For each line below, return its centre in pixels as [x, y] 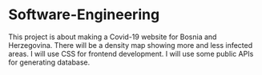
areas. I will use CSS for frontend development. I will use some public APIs [131, 53]
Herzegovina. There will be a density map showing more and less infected [131, 45]
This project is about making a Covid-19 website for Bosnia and [113, 37]
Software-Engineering [84, 15]
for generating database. [49, 62]
